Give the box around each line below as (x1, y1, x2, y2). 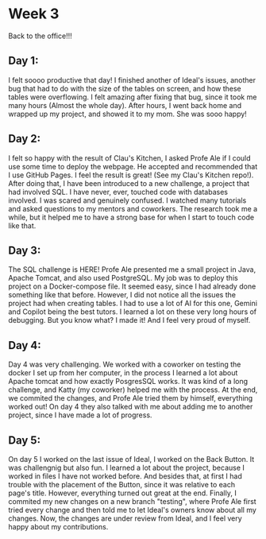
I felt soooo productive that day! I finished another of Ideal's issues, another (8, 75, 256, 84)
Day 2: (8, 132, 41, 145)
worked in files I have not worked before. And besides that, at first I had (8, 471, 242, 481)
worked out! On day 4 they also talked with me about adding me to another (8, 402, 253, 412)
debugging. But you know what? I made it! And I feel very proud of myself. (8, 316, 251, 325)
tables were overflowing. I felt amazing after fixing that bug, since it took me (8, 92, 257, 102)
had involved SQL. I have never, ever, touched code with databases (8, 187, 229, 196)
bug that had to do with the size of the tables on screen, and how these (8, 83, 242, 93)
